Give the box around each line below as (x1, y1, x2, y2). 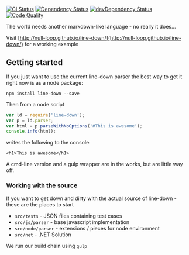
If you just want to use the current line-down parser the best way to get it (6, 73, 183, 80)
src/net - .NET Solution (14, 231, 71, 238)
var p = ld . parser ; (6, 118, 54, 123)
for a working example (24, 41, 79, 47)
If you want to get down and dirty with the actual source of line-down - (6, 195, 177, 202)
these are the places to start (6, 201, 74, 208)
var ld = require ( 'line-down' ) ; (6, 112, 85, 118)
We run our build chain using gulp (6, 242, 88, 249)
